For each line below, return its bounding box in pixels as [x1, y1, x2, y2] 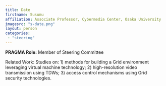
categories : [5, 31, 30, 36]
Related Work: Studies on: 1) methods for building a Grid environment [5, 59, 149, 65]
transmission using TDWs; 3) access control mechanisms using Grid [5, 69, 147, 75]
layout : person [5, 26, 37, 31]
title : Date [5, 7, 30, 13]
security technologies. [5, 75, 52, 81]
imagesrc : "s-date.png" [5, 21, 56, 27]
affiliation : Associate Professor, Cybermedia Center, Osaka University [5, 17, 161, 22]
